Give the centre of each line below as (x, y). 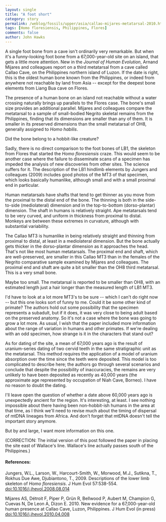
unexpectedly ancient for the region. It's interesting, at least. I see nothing (80, 400)
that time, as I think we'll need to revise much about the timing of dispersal (81, 410)
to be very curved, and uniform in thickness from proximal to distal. (73, 216)
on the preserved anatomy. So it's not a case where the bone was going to (81, 318)
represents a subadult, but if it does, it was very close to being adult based (81, 312)
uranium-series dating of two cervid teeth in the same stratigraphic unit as (81, 348)
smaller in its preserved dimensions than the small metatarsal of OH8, (76, 124)
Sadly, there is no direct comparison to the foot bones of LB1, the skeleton (80, 148)
